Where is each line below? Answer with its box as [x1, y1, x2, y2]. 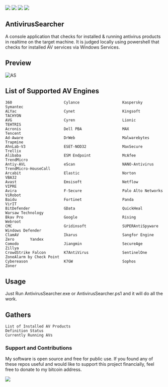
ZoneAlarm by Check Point [5, 255, 59, 260]
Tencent [5, 131, 22, 136]
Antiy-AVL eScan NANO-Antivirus [5, 162, 154, 167]
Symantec [5, 104, 24, 109]
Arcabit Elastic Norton [5, 171, 136, 176]
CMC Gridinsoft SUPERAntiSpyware [5, 224, 158, 229]
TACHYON [5, 114, 22, 119]
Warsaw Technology [5, 210, 44, 215]
